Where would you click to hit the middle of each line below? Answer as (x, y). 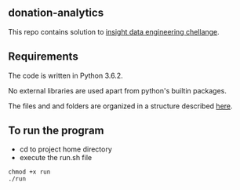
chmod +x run (29, 172)
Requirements (43, 57)
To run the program (56, 131)
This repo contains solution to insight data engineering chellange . (114, 31)
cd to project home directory (65, 149)
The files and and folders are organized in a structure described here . (120, 106)
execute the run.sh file (56, 158)
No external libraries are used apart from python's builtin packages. (118, 90)
